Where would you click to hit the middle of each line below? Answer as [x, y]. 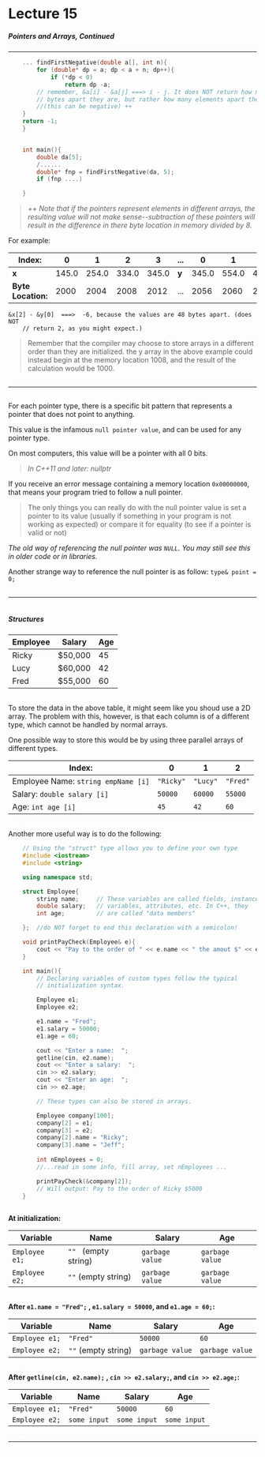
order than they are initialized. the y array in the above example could [140, 351]
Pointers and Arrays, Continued [62, 36]
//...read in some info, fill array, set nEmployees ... [132, 1167]
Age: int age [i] [44, 807]
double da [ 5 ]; [60, 157]
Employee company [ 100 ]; [75, 1115]
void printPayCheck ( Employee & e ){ [79, 942]
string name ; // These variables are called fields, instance [148, 899]
